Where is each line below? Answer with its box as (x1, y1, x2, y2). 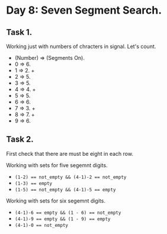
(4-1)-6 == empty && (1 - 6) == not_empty (14, 210, 121, 216)
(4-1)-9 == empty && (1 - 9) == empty (14, 216, 111, 222)
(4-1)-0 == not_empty (14, 222, 68, 228)
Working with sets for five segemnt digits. (6, 161, 108, 169)
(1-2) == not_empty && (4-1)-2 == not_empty (14, 174, 127, 180)
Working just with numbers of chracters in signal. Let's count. (6, 43, 156, 50)
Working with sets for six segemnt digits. (6, 197, 105, 204)
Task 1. (6, 27, 33, 37)
